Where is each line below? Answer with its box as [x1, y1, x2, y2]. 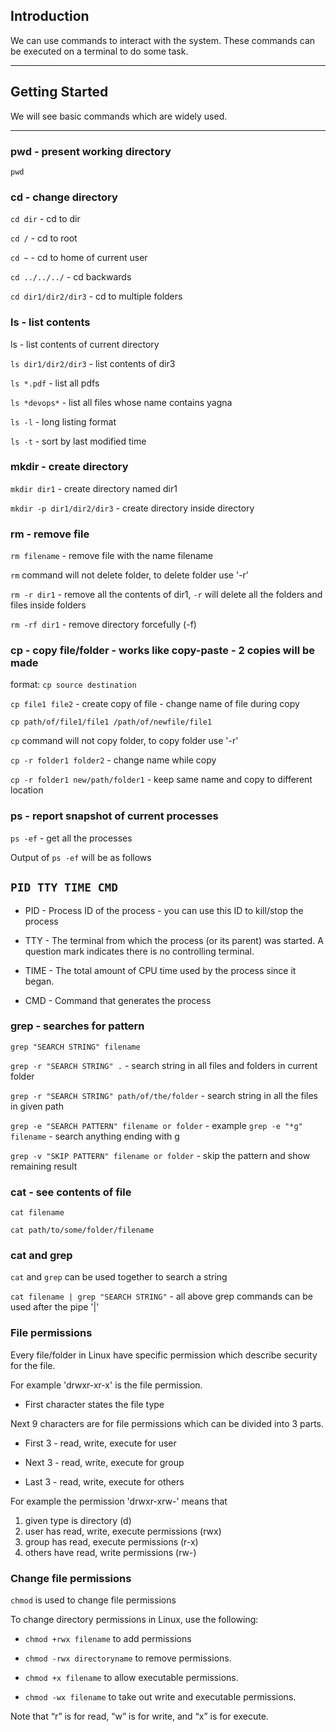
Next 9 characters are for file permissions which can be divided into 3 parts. [10, 1417, 325, 1429]
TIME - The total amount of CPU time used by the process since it [24, 964, 297, 976]
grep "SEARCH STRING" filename [10, 1042, 141, 1052]
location [10, 784, 44, 796]
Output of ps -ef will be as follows [10, 851, 152, 863]
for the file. [10, 1359, 56, 1371]
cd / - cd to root [10, 232, 78, 244]
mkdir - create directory [10, 460, 129, 474]
